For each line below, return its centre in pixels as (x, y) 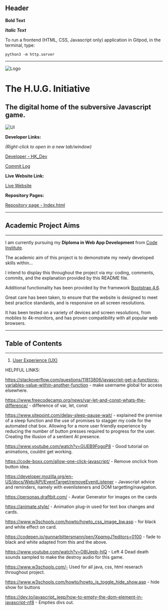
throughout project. (25, 572)
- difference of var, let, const (58, 405)
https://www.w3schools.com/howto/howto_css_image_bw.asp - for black (81, 522)
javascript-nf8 (20, 602)
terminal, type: (20, 45)
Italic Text (16, 30)
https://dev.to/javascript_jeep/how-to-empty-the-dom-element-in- (74, 597)
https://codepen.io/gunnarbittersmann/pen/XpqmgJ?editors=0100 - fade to (83, 537)
